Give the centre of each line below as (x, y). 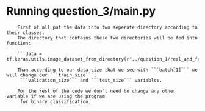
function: (19, 43)
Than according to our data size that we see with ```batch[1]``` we (108, 70)
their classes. (26, 32)
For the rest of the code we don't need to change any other (96, 91)
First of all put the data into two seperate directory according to (108, 27)
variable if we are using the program (56, 96)
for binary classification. (56, 101)
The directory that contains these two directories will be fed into (108, 38)
